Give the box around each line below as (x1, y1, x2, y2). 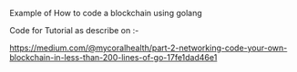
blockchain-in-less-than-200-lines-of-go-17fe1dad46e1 (9, 52, 218, 62)
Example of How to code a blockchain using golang (9, 8, 202, 18)
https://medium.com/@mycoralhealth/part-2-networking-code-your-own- (9, 42, 288, 53)
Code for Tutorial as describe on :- (9, 25, 139, 35)
